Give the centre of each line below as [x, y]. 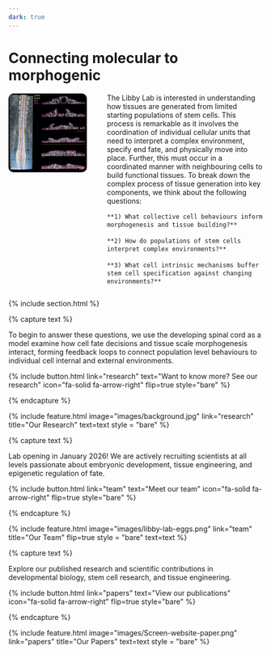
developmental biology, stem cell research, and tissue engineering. [120, 577]
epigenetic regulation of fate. [57, 473]
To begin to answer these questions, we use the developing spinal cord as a [135, 335]
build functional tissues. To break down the [178, 175]
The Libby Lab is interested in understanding [181, 98]
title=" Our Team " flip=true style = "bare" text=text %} [98, 537]
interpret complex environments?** [166, 249]
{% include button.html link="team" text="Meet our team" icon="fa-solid [129, 488]
